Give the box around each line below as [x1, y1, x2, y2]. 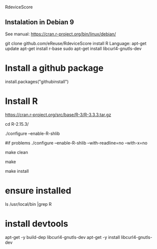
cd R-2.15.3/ [5, 121, 29, 127]
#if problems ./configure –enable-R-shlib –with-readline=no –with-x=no [5, 140, 148, 146]
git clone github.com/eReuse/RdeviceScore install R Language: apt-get [5, 40, 147, 46]
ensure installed [5, 185, 72, 196]
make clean [5, 149, 28, 155]
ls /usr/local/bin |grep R [5, 201, 52, 207]
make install [5, 168, 29, 174]
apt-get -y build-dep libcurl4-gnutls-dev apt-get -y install [5, 234, 120, 240]
